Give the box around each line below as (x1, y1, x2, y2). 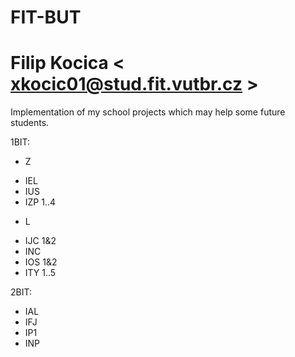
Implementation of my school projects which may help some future (10, 106, 286, 118)
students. (10, 117, 50, 129)
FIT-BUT (10, 6, 82, 29)
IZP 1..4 (24, 196, 57, 208)
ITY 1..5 (24, 267, 57, 279)
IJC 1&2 (24, 235, 57, 247)
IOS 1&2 (24, 256, 58, 268)
